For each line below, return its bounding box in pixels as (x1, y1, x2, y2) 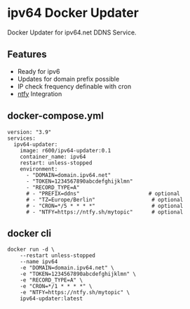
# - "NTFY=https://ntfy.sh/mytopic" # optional (25, 209, 184, 216)
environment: (20, 165, 58, 173)
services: (7, 135, 36, 142)
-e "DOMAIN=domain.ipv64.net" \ (20, 265, 114, 272)
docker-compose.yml (7, 110, 104, 122)
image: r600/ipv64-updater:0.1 (20, 147, 111, 154)
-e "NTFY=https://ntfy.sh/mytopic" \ (20, 289, 130, 296)
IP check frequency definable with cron (17, 82, 132, 91)
